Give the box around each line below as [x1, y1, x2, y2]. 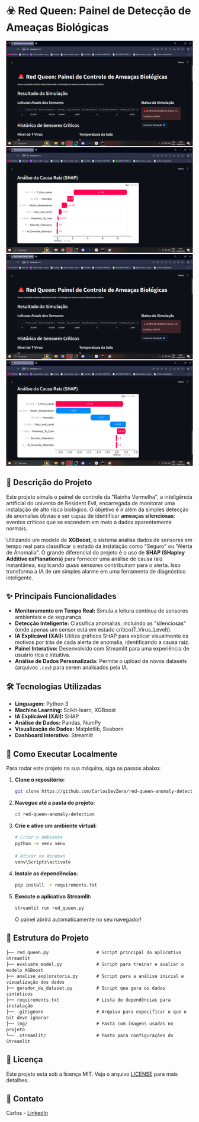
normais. [6, 525, 28, 532]
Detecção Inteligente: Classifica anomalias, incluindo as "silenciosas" [14, 620, 187, 627]
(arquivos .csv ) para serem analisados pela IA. [14, 664, 129, 671]
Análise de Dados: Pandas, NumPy [14, 719, 101, 726]
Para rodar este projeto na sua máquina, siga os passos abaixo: [6, 765, 161, 772]
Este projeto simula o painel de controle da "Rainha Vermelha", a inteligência [6, 493, 192, 501]
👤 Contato [6, 1094, 44, 1104]
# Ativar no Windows [14, 853, 66, 859]
